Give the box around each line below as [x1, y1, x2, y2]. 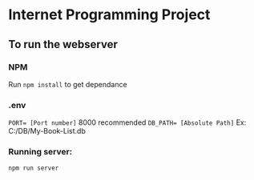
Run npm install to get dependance [8, 79, 127, 89]
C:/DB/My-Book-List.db [8, 126, 86, 136]
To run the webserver [8, 38, 118, 51]
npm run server [8, 164, 59, 173]
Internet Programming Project [8, 6, 211, 24]
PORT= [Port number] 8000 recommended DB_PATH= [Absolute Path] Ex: [8, 118, 247, 127]
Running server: [8, 146, 73, 158]
